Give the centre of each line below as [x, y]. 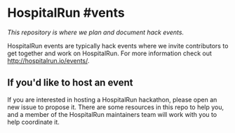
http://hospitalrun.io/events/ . [48, 60]
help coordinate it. [33, 122]
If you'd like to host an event [70, 83]
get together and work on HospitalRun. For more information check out [110, 53]
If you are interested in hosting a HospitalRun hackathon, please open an [112, 99]
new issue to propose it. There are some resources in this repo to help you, [116, 107]
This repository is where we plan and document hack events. [96, 32]
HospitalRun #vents [66, 13]
